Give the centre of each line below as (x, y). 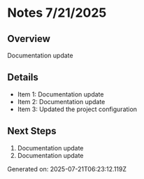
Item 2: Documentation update (61, 101)
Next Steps (32, 131)
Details (23, 77)
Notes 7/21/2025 (57, 13)
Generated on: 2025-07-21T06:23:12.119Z (67, 169)
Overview (29, 39)
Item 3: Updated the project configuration (77, 109)
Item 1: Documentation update (60, 94)
